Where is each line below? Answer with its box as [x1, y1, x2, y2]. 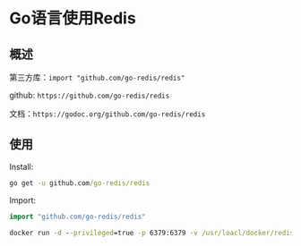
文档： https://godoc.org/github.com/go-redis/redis [9, 108, 206, 119]
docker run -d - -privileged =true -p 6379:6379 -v [9, 228, 199, 237]
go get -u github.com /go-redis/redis [9, 178, 150, 188]
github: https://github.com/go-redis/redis [9, 90, 170, 100]
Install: [9, 161, 34, 172]
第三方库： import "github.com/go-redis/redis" [9, 72, 185, 82]
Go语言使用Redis [9, 8, 136, 29]
